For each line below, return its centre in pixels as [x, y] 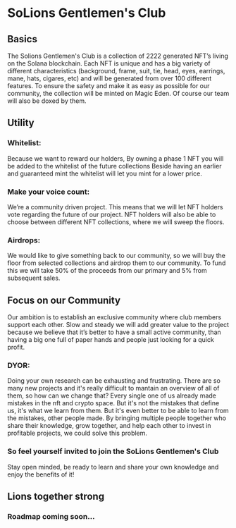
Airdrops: [24, 240]
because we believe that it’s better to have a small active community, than [114, 332]
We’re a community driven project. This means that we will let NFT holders [115, 207]
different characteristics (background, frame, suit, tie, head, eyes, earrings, [116, 71]
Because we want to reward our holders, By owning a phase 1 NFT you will [116, 158]
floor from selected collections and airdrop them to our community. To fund [117, 263]
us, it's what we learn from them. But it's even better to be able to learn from [118, 411]
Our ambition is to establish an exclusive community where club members [114, 317]
